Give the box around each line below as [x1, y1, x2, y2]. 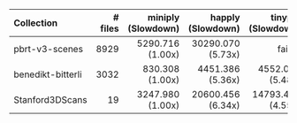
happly [209, 12, 240, 23]
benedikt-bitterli [13, 68, 82, 81]
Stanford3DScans [13, 94, 88, 105]
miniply [147, 12, 180, 23]
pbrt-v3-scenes [13, 43, 84, 55]
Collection [13, 17, 58, 29]
